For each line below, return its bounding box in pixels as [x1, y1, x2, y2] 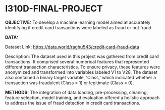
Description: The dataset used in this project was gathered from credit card [5, 53, 159, 59]
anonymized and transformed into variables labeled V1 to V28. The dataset [5, 69, 158, 75]
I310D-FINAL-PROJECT [5, 3, 103, 14]
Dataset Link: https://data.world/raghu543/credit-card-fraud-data [5, 44, 140, 50]
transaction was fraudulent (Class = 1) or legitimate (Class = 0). [5, 80, 134, 86]
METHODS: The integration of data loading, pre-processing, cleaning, [5, 89, 148, 95]
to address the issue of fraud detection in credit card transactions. [5, 100, 140, 106]
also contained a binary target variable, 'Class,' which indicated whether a [5, 74, 156, 80]
